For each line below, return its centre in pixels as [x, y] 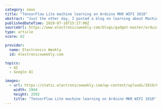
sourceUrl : [16, 28]
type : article [19, 32]
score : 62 [15, 37]
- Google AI [21, 72]
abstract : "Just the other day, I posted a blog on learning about [74, 18]
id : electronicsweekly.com [36, 54]
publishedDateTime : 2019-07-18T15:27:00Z [47, 23]
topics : [13, 63]
